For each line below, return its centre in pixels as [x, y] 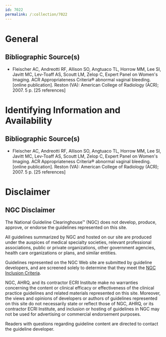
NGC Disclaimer [30, 210]
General [22, 39]
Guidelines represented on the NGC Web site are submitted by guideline [79, 262]
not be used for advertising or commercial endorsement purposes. [73, 314]
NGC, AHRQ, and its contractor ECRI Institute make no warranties [72, 282]
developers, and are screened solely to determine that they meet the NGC [81, 268]
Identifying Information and [63, 110]
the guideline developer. [30, 329]
